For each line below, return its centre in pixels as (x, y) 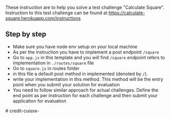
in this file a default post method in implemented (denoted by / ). (80, 74)
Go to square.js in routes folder (46, 68)
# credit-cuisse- (22, 111)
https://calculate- (126, 13)
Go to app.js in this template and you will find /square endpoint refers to (89, 57)
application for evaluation (39, 101)
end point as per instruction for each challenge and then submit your (85, 95)
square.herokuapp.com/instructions (43, 18)
